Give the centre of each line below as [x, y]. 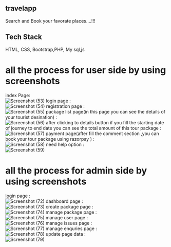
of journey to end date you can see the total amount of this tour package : [83, 128]
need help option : [65, 144]
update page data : [65, 234]
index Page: [18, 95]
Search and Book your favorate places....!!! [50, 21]
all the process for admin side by [76, 170]
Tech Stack [24, 37]
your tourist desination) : [31, 117]
